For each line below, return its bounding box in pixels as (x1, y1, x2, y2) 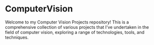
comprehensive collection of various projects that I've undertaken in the (5, 24, 149, 30)
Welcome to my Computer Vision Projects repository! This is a (5, 19, 129, 25)
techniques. (5, 34, 29, 40)
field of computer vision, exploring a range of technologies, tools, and (5, 29, 145, 35)
